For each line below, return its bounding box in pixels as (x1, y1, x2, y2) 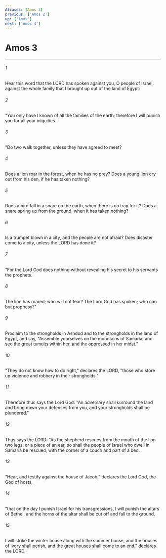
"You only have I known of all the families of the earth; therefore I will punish (5, 112, 161, 118)
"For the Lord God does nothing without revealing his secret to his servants (5, 267, 158, 273)
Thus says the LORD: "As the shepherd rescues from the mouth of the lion (5, 436, 156, 443)
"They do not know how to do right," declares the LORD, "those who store (5, 368, 156, 373)
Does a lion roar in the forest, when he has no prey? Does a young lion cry (5, 171, 156, 177)
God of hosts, (5, 479, 33, 485)
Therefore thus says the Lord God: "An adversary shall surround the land (5, 399, 153, 406)
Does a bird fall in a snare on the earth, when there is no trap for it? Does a (5, 203, 157, 209)
